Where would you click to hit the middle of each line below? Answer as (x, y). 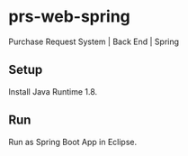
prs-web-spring (70, 17)
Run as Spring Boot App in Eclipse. (72, 142)
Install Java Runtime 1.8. (53, 91)
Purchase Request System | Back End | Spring (94, 41)
